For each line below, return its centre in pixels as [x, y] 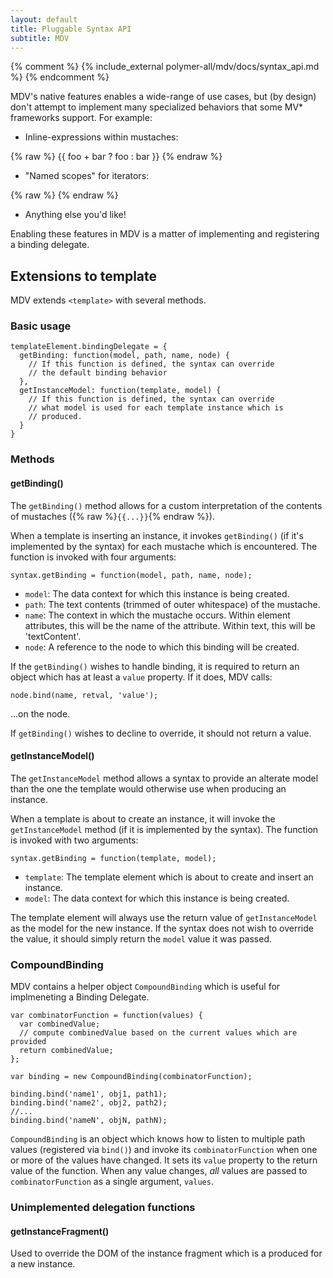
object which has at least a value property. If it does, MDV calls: [141, 677]
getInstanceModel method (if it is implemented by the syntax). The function [164, 829]
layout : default [44, 19]
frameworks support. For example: [81, 118]
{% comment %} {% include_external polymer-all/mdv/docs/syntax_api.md [165, 67]
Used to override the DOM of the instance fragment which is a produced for [166, 1253]
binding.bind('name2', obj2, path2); [89, 1103]
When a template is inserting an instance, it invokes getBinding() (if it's [157, 535]
